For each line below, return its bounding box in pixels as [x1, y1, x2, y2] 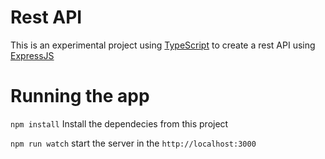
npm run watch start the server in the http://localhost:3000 [10, 137, 257, 149]
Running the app [10, 85, 150, 108]
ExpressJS [10, 49, 55, 61]
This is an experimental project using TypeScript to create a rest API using [10, 39, 316, 51]
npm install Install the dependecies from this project [10, 117, 229, 130]
